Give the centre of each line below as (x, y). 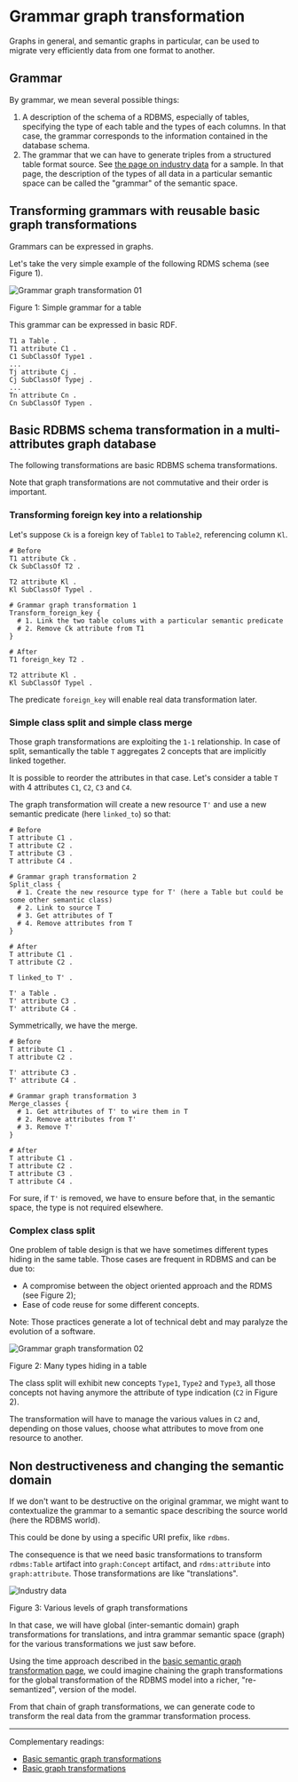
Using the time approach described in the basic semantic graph (125, 1661)
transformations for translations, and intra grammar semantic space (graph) (147, 1635)
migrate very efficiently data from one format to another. (112, 50)
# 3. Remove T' (45, 1127)
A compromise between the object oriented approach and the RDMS (147, 1286)
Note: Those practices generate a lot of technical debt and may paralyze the (149, 1322)
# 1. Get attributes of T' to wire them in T (103, 1111)
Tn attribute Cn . (43, 395)
